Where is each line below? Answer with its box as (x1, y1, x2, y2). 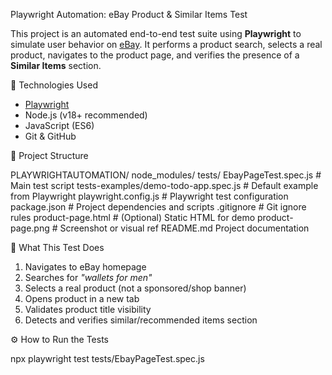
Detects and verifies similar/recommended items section (24, 314, 258, 326)
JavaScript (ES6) (24, 120, 95, 131)
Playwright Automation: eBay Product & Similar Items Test (10, 9, 248, 20)
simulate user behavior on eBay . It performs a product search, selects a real (10, 39, 323, 50)
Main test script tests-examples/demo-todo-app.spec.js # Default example (10, 180, 319, 191)
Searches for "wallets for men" (24, 272, 153, 283)
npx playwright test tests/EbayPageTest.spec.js (10, 353, 205, 364)
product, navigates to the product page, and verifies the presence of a (10, 49, 300, 61)
